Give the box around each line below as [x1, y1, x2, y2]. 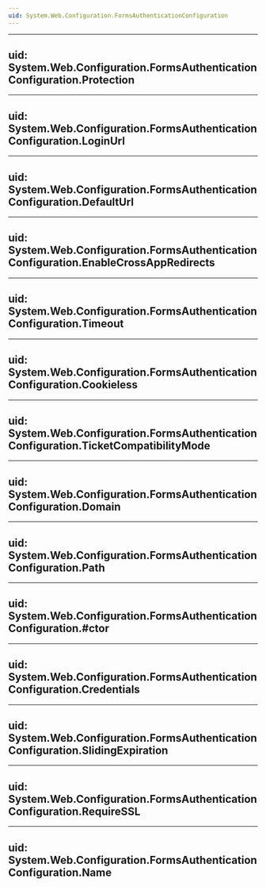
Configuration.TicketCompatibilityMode [8, 438, 211, 453]
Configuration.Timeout [8, 317, 124, 330]
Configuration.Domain [8, 499, 121, 513]
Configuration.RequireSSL [8, 804, 141, 818]
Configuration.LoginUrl [8, 134, 125, 148]
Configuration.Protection [8, 73, 135, 87]
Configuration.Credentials [8, 683, 140, 696]
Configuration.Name [8, 866, 112, 879]
